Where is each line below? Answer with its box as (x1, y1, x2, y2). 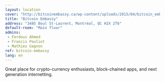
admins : (5, 30, 21, 35)
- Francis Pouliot (7, 39, 45, 44)
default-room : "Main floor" (5, 26, 63, 30)
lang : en (5, 53, 23, 58)
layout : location (5, 7, 41, 12)
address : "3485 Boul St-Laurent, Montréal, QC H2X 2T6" (5, 21, 122, 26)
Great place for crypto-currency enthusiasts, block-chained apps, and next (5, 66, 157, 72)
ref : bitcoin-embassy (5, 48, 50, 53)
